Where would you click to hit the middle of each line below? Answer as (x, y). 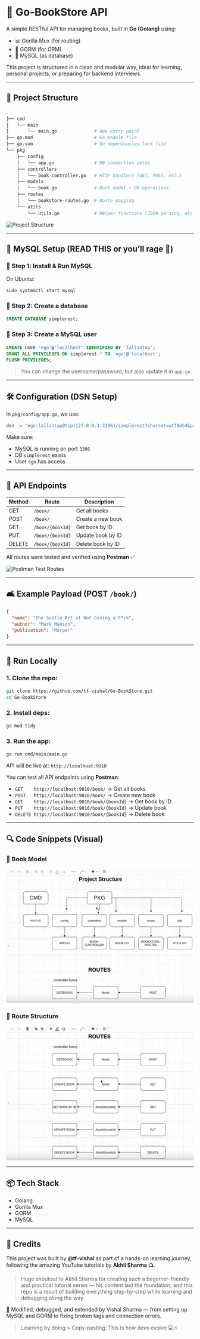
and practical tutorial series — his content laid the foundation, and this (107, 1285)
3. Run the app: (29, 741)
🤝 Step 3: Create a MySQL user (51, 334)
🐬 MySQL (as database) (44, 56)
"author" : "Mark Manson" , (44, 624)
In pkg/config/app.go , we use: (43, 414)
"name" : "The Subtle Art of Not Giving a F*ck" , (73, 618)
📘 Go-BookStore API (57, 12)
